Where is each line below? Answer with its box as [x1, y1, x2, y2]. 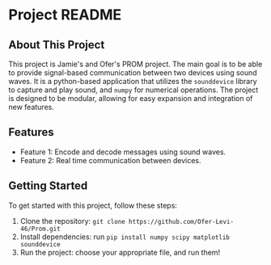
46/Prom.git [19, 225, 61, 233]
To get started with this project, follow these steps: [8, 200, 178, 210]
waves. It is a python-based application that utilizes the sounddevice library [8, 77, 257, 86]
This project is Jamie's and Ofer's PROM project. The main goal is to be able [8, 59, 263, 69]
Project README [8, 6, 122, 24]
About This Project [8, 38, 105, 52]
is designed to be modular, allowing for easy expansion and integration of [8, 94, 253, 103]
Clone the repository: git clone [19, 216, 125, 225]
